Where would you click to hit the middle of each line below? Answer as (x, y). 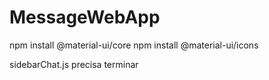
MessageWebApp (85, 17)
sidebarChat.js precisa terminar (74, 64)
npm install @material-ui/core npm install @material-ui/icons (134, 45)
